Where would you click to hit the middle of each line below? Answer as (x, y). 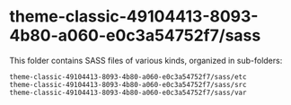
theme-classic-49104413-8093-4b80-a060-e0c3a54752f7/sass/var (128, 92)
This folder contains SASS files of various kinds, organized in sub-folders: (146, 60)
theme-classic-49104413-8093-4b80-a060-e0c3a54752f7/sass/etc (128, 77)
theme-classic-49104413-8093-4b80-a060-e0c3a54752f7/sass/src (128, 84)
